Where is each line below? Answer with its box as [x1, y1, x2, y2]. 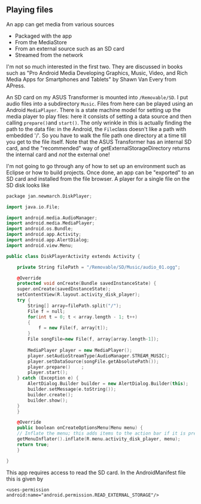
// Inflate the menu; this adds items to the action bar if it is [17, 430, 186, 436]
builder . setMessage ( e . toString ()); [28, 386, 117, 393]
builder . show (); [28, 397, 68, 403]
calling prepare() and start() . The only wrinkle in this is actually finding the [6, 119, 191, 126]
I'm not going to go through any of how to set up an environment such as [6, 162, 186, 169]
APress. [6, 82, 26, 89]
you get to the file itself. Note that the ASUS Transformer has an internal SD [6, 138, 192, 145]
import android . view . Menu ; [6, 242, 74, 248]
